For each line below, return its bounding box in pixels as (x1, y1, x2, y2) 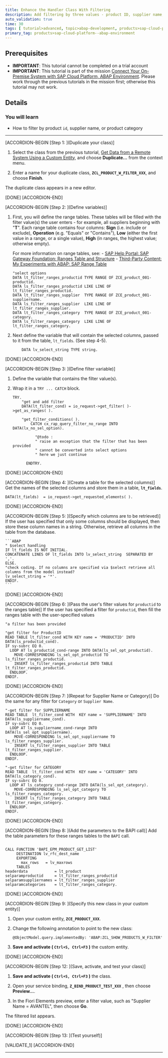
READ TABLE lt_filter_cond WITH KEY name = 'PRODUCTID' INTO (5, 635, 135, 640)
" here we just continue (34, 452, 87, 457)
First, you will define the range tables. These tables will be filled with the (12, 214, 161, 220)
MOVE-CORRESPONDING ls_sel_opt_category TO (14, 787, 106, 792)
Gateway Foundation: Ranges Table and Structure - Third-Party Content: (12, 256, 162, 262)
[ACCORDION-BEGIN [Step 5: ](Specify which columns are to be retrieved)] (5, 513, 161, 519)
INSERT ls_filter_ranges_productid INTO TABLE (14, 661, 113, 666)
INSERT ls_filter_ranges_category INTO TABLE (14, 795, 111, 801)
